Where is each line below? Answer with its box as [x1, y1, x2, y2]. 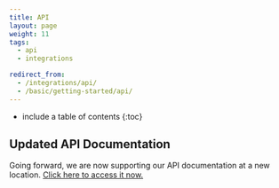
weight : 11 [9, 29, 50, 38]
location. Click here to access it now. [9, 169, 144, 180]
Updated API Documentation [9, 137, 171, 152]
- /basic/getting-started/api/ [17, 86, 133, 96]
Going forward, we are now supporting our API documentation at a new [9, 161, 271, 171]
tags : [9, 37, 29, 47]
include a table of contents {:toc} [21, 111, 143, 121]
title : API [9, 12, 50, 22]
